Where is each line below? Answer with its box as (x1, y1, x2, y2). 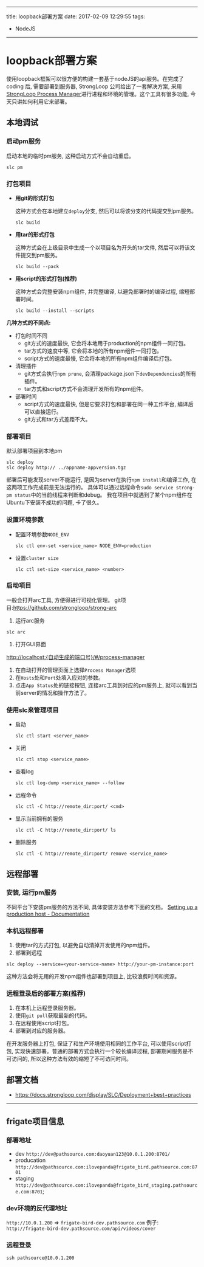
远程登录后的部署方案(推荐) (6, 989, 86, 998)
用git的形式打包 (15, 194, 55, 201)
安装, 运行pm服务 (6, 888, 57, 897)
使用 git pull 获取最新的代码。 (15, 1012, 91, 1019)
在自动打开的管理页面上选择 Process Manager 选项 (15, 666, 137, 674)
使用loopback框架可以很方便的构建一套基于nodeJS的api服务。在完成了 (6, 75, 184, 82)
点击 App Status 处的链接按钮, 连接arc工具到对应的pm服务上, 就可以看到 (15, 682, 192, 689)
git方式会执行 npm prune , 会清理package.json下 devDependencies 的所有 (24, 370, 197, 377)
